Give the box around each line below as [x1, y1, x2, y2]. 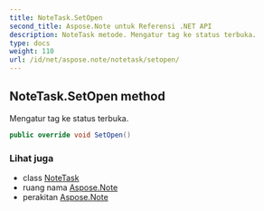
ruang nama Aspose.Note [22, 182, 118, 193]
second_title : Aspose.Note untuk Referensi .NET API [9, 22, 212, 31]
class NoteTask [22, 172, 80, 183]
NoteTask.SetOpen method [9, 89, 165, 104]
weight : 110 [9, 47, 54, 56]
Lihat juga [9, 151, 54, 164]
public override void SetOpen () [9, 130, 131, 139]
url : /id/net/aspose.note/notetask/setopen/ [9, 55, 180, 64]
